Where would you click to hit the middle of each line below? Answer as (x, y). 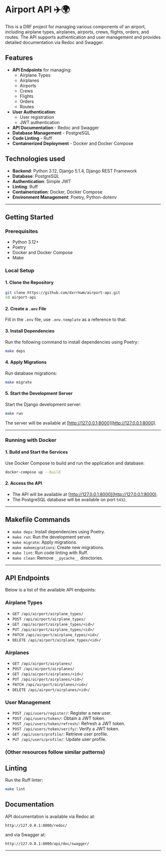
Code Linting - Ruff (32, 138)
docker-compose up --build (33, 472)
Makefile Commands (38, 520)
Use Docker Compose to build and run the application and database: (75, 463)
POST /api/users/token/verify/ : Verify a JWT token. (66, 729)
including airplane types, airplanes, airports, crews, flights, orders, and (77, 32)
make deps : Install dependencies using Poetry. (59, 531)
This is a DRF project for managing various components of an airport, (76, 26)
